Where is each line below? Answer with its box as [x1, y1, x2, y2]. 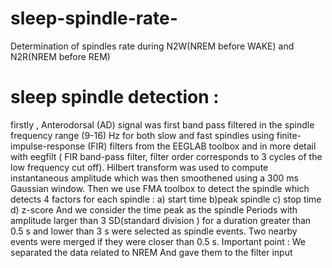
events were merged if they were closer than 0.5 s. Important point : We [10, 235, 307, 247]
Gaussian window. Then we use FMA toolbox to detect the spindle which [10, 182, 310, 194]
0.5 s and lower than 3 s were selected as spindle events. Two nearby [10, 225, 298, 237]
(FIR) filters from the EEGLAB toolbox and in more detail [87, 140, 317, 152]
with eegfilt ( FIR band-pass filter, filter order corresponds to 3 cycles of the [10, 150, 323, 162]
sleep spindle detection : [10, 86, 220, 109]
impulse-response [10, 140, 86, 152]
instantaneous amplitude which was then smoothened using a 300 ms [10, 172, 299, 184]
